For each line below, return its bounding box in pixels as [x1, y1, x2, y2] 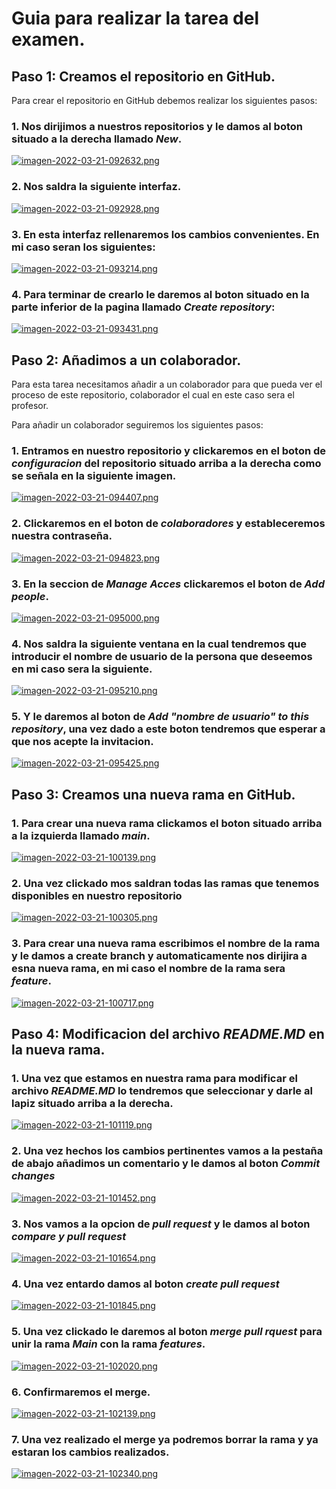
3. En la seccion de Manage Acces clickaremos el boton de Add [11, 577, 325, 591]
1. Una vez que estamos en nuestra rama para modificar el [11, 1072, 298, 1086]
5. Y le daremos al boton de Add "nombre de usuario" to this [11, 710, 310, 724]
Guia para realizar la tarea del [11, 7, 260, 30]
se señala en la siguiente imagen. [11, 468, 177, 482]
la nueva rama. [11, 1042, 106, 1059]
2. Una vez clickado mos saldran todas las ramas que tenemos [11, 877, 320, 891]
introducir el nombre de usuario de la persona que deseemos [11, 649, 313, 663]
